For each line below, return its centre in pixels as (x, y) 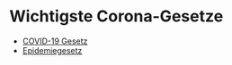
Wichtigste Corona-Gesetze (116, 16)
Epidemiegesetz (52, 50)
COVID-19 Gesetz (55, 41)
